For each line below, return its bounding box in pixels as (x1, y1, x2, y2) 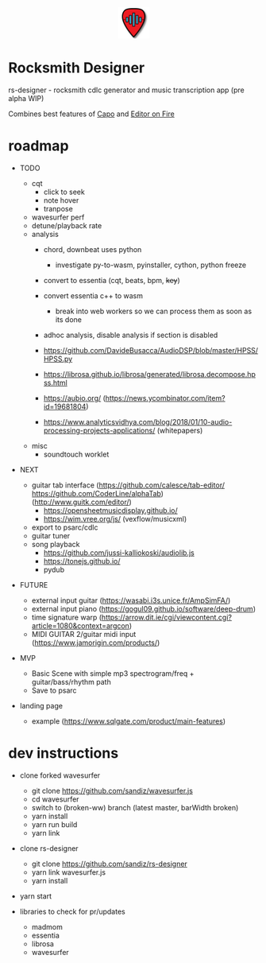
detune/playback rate (31, 220, 102, 230)
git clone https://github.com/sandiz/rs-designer (31, 859, 188, 868)
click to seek (43, 187, 85, 196)
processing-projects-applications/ (43, 425, 156, 435)
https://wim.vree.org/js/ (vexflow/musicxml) (43, 514, 187, 523)
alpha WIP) (8, 93, 44, 103)
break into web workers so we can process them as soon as (55, 306, 253, 316)
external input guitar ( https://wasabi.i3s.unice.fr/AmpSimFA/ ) (31, 596, 231, 605)
